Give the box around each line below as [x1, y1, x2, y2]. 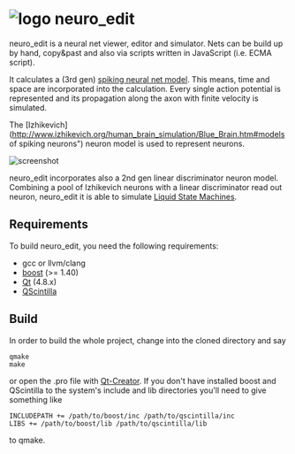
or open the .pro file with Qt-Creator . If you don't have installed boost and [9, 375, 276, 386]
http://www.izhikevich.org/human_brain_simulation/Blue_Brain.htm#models [11, 128, 285, 139]
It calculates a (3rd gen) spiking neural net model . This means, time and [9, 73, 270, 84]
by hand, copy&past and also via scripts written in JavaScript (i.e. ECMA [9, 47, 272, 58]
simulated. [9, 102, 47, 112]
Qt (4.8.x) [21, 276, 57, 287]
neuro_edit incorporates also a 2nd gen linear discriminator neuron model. [9, 173, 279, 183]
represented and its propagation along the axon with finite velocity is [9, 93, 259, 104]
